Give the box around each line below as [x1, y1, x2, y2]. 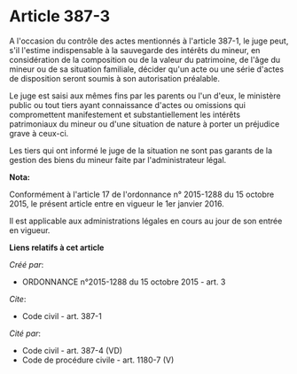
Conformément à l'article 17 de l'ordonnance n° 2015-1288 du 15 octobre [9, 189, 275, 199]
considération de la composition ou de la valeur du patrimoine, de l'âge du [9, 54, 281, 65]
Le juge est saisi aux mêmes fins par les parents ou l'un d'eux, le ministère [9, 90, 281, 101]
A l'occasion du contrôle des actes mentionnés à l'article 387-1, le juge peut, [9, 35, 289, 46]
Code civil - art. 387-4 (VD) [21, 345, 122, 355]
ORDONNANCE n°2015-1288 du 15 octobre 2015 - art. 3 [21, 277, 226, 287]
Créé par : [9, 259, 44, 269]
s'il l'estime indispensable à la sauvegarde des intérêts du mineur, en [9, 44, 261, 55]
